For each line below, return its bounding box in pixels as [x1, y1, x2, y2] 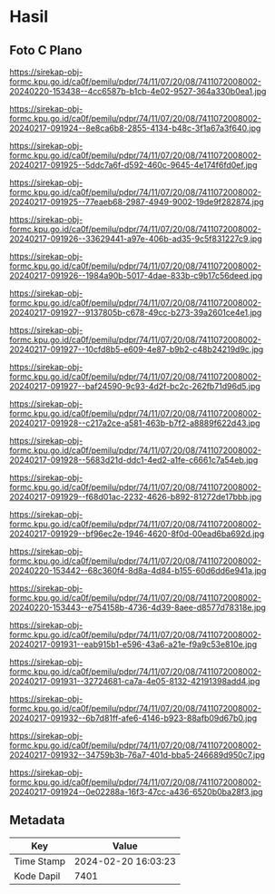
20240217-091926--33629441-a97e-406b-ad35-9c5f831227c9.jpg [9, 233, 262, 244]
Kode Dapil [14, 869, 61, 882]
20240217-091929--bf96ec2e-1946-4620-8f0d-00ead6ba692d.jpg [9, 528, 265, 539]
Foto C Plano [9, 43, 83, 58]
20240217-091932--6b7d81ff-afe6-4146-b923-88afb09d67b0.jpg [9, 712, 258, 723]
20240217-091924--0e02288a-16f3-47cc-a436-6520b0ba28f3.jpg [9, 787, 263, 797]
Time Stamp [14, 855, 66, 868]
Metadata [9, 812, 65, 828]
